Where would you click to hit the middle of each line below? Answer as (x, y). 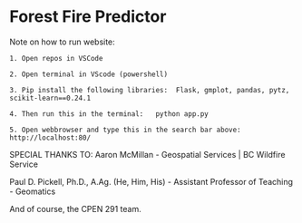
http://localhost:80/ (50, 138)
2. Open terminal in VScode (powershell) (89, 74)
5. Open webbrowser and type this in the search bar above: (126, 130)
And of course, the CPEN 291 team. (76, 208)
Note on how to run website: (62, 42)
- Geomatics (33, 191)
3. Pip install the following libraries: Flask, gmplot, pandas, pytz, (150, 90)
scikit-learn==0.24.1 (50, 98)
